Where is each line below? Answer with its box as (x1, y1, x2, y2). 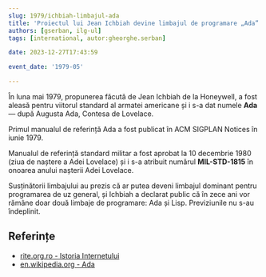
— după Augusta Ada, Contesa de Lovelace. (8, 109, 154, 118)
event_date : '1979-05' (8, 63, 84, 71)
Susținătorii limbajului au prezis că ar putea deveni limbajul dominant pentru (8, 181, 257, 191)
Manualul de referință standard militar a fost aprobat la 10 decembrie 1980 (8, 149, 252, 158)
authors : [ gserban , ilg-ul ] (8, 26, 102, 34)
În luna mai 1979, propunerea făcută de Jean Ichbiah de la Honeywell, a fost (8, 92, 258, 101)
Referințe (8, 230, 56, 243)
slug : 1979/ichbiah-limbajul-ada (8, 11, 120, 20)
